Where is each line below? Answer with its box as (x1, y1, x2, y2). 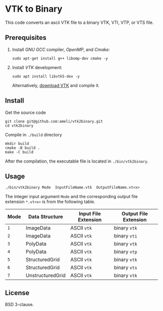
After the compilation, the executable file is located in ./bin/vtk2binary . (5, 158, 149, 164)
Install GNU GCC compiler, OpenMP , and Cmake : (12, 46, 110, 52)
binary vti (114, 233, 137, 239)
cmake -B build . (5, 145, 40, 150)
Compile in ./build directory (5, 131, 62, 137)
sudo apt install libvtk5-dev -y (12, 74, 80, 79)
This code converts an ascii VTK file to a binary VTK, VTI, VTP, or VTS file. (5, 19, 154, 25)
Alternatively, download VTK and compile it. (12, 82, 100, 88)
